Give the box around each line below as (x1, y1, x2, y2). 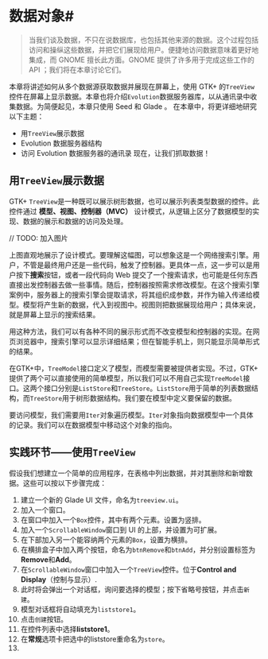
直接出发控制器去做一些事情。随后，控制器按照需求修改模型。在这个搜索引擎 (9, 280, 260, 289)
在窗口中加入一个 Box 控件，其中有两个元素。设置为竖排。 (20, 514, 206, 525)
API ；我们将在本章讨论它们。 (28, 64, 126, 74)
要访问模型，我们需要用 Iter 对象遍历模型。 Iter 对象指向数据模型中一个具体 (9, 410, 254, 420)
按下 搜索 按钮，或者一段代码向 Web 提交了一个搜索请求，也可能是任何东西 (15, 269, 258, 279)
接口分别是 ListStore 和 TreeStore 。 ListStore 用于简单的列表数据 (43, 383, 252, 393)
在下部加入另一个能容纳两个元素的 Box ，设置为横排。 (20, 534, 192, 545)
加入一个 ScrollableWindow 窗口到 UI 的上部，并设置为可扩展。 (20, 525, 222, 534)
